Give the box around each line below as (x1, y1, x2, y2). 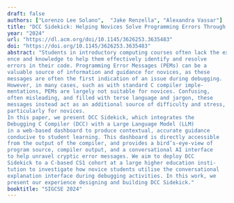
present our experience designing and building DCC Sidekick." (7, 179, 195, 186)
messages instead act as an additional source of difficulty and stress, (7, 101, 226, 108)
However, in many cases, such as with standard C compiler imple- (7, 82, 204, 89)
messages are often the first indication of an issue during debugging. (7, 75, 223, 82)
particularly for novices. (7, 107, 86, 114)
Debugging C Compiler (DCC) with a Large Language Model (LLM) (7, 120, 195, 128)
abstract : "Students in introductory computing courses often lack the (7, 50, 219, 57)
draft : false (7, 10, 45, 17)
